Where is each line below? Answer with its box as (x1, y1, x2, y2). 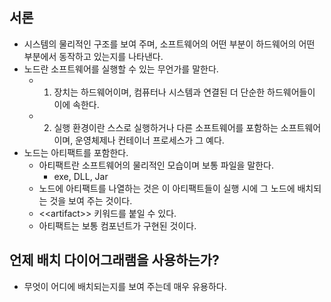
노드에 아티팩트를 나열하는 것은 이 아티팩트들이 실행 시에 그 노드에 (38, 182, 296, 194)
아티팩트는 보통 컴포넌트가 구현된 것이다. (38, 219, 197, 232)
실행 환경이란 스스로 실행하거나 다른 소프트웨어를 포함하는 (53, 121, 279, 133)
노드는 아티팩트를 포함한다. (23, 146, 129, 158)
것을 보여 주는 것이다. (49, 194, 133, 207)
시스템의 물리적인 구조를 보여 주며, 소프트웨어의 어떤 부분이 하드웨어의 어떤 (23, 38, 316, 50)
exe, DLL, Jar (53, 170, 109, 182)
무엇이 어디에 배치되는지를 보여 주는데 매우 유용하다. (23, 280, 227, 292)
